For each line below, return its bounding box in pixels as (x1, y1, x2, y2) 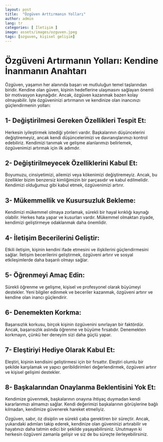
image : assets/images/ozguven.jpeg (5, 30, 77, 35)
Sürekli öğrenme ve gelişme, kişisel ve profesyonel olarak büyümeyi (5, 284, 141, 290)
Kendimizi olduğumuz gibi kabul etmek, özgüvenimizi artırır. (5, 182, 125, 188)
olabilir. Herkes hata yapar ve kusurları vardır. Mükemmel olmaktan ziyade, (5, 215, 154, 221)
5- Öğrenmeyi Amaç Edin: (5, 271, 85, 279)
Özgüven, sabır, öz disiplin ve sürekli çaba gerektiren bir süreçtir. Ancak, (5, 416, 150, 422)
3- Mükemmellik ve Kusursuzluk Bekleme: (5, 196, 136, 204)
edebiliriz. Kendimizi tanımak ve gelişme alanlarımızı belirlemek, (5, 140, 132, 146)
